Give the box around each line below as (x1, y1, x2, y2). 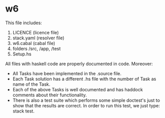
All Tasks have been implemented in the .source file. (12, 70, 121, 76)
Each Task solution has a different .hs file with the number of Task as (12, 76, 156, 82)
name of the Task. (12, 81, 51, 87)
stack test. (12, 108, 34, 114)
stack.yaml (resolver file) (12, 35, 65, 41)
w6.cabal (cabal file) (12, 40, 56, 46)
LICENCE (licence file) (12, 29, 59, 35)
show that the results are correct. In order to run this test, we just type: (12, 102, 160, 108)
